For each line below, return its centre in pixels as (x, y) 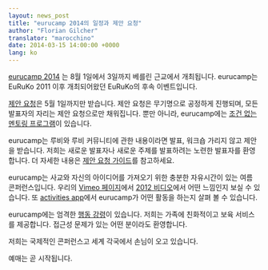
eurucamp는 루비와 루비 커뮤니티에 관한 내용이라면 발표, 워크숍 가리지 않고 (125, 140)
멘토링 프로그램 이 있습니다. (50, 123)
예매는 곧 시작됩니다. (40, 258)
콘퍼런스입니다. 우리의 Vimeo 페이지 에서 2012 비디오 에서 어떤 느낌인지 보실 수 (130, 187)
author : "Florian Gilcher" (53, 30)
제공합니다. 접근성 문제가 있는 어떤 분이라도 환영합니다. (102, 224)
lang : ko (23, 53)
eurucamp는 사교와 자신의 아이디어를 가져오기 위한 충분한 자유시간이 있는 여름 (131, 177)
